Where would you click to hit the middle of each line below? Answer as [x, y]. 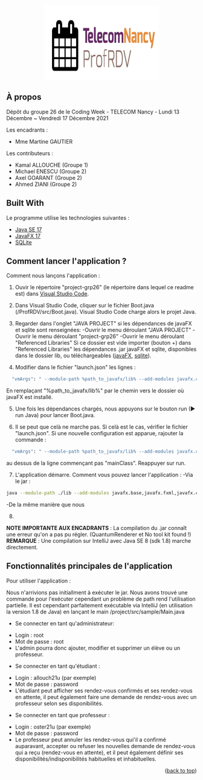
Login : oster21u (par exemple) [53, 727]
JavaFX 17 [28, 235]
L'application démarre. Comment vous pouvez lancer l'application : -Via [104, 475]
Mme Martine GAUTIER [44, 141]
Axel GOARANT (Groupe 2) [49, 177]
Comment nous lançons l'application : [53, 276]
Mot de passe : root [39, 641]
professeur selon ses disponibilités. [59, 703]
